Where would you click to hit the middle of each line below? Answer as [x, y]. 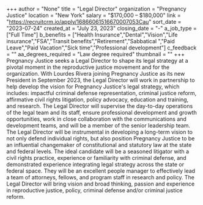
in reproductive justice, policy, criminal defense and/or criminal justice [94, 190]
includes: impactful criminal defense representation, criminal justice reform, [102, 93]
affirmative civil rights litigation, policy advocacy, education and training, [98, 99]
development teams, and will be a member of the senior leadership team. [98, 125]
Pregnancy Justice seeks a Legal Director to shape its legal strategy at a [97, 61]
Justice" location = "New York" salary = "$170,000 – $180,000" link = [94, 15]
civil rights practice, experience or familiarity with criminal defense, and [96, 158]
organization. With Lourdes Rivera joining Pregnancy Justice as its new [96, 74]
